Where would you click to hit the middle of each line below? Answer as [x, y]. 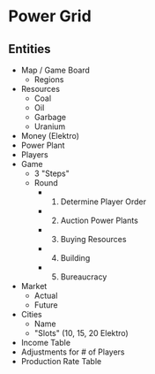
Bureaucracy [84, 277]
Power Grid [50, 16]
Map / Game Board [55, 70]
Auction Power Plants [99, 220]
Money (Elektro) [50, 136]
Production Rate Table [61, 361]
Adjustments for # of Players [73, 352]
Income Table [46, 343]
